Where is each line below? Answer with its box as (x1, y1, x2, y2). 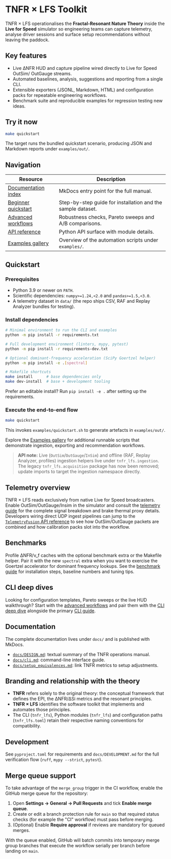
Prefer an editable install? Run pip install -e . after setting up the (5, 388, 147, 395)
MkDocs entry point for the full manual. (59, 188, 152, 195)
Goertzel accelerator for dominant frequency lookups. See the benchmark (5, 563, 160, 569)
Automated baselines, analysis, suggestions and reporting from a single (12, 75, 163, 82)
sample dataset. (59, 205, 97, 213)
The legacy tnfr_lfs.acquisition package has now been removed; (17, 463, 159, 470)
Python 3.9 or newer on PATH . (12, 287, 74, 293)
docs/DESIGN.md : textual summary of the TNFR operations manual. (12, 651, 151, 657)
